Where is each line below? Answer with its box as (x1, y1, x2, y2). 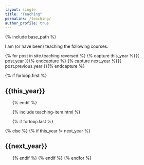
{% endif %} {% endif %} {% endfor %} (12, 155, 92, 161)
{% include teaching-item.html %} (12, 109, 81, 115)
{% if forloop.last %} (12, 119, 54, 125)
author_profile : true (5, 20, 49, 26)
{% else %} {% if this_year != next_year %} (5, 128, 91, 134)
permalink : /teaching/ (5, 16, 51, 21)
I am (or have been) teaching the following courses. (5, 43, 108, 49)
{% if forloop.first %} (5, 73, 47, 78)
